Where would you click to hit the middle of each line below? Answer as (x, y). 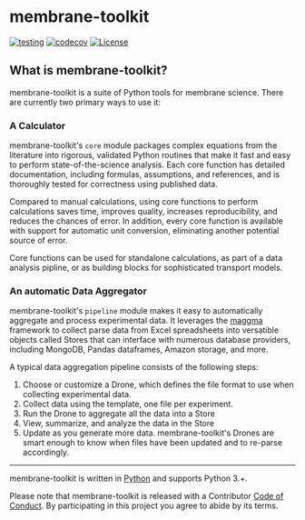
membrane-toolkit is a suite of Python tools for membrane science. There (147, 92)
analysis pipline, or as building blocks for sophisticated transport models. (146, 268)
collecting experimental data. (77, 395)
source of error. (39, 240)
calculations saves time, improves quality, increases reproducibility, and (144, 212)
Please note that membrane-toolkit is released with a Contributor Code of (147, 496)
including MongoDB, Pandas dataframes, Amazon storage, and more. (139, 350)
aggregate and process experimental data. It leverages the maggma (136, 321)
